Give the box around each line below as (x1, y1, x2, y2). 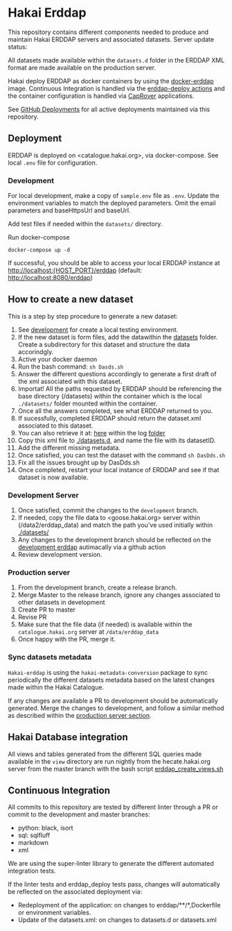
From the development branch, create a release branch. (17, 583, 177, 592)
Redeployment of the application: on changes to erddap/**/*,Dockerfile (17, 901, 221, 909)
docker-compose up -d (8, 246, 71, 254)
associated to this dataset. (17, 421, 93, 430)
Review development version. (17, 551, 102, 559)
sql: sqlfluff (17, 831, 51, 839)
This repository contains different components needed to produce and (8, 28, 209, 36)
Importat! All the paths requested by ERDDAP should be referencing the (17, 384, 222, 393)
